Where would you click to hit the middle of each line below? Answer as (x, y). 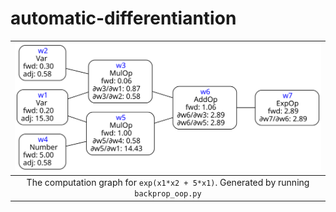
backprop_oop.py (168, 194)
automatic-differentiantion (123, 18)
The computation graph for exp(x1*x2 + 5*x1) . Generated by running (168, 182)
